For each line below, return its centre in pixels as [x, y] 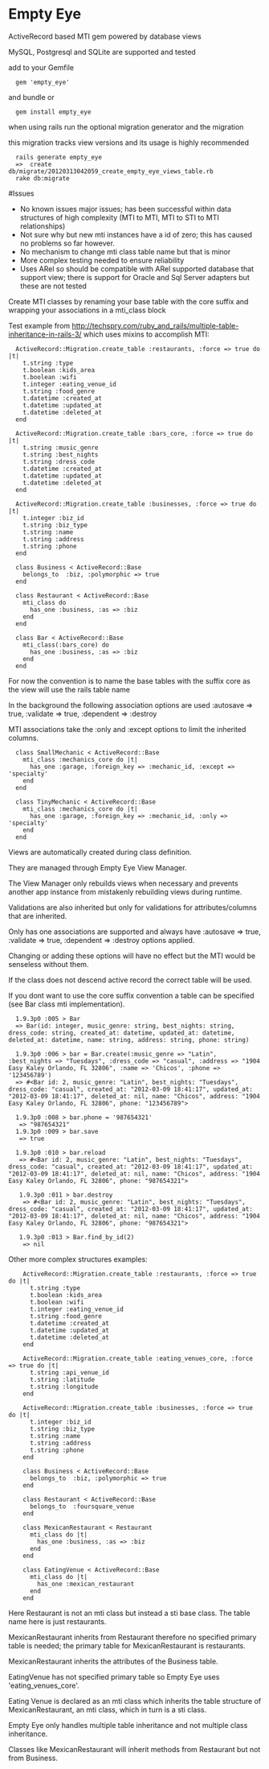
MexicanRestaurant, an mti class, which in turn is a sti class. [108, 1709]
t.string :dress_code [59, 461]
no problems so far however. [67, 243]
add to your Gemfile [41, 67]
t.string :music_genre [61, 448]
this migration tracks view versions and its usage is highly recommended [129, 143]
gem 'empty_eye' [43, 82]
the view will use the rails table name [69, 689]
